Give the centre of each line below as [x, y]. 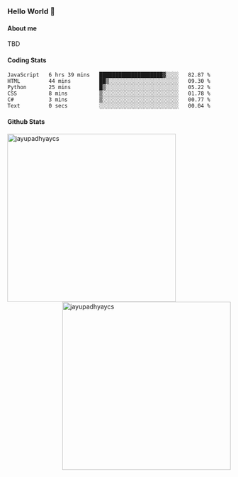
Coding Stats [27, 60]
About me [22, 28]
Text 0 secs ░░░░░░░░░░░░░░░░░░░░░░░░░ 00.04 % [109, 106]
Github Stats [26, 121]
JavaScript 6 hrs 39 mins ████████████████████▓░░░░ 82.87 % [109, 75]
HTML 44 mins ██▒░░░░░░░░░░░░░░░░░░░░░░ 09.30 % [109, 81]
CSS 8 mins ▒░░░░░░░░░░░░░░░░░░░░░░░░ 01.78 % [109, 94]
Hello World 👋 [31, 11]
